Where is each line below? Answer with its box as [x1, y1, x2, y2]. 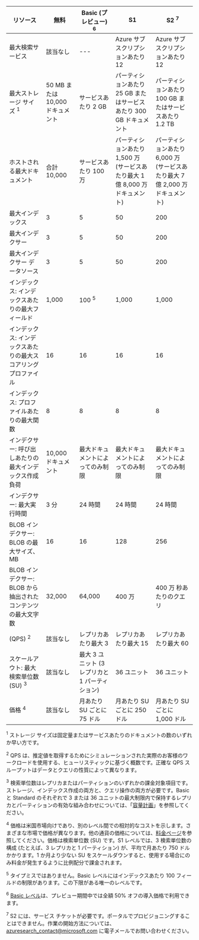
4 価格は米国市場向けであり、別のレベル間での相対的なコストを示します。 [6, 821, 187, 829]
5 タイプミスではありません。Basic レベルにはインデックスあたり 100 [6, 871, 175, 879]
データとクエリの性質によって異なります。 [37, 766, 140, 773]
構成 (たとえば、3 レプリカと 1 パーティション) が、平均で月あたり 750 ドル [6, 844, 190, 851]
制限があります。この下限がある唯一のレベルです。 [21, 879, 146, 886]
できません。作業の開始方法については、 [16, 919, 115, 927]
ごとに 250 [115, 706, 147, 714]
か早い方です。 [6, 738, 43, 746]
